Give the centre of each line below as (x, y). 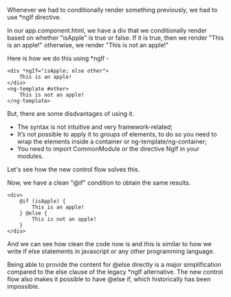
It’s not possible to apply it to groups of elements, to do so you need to (117, 134)
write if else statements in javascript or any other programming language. (111, 251)
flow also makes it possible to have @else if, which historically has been (109, 279)
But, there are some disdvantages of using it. (71, 114)
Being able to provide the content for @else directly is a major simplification (114, 264)
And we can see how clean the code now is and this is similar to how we (109, 244)
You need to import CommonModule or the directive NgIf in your (108, 149)
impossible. (23, 286)
